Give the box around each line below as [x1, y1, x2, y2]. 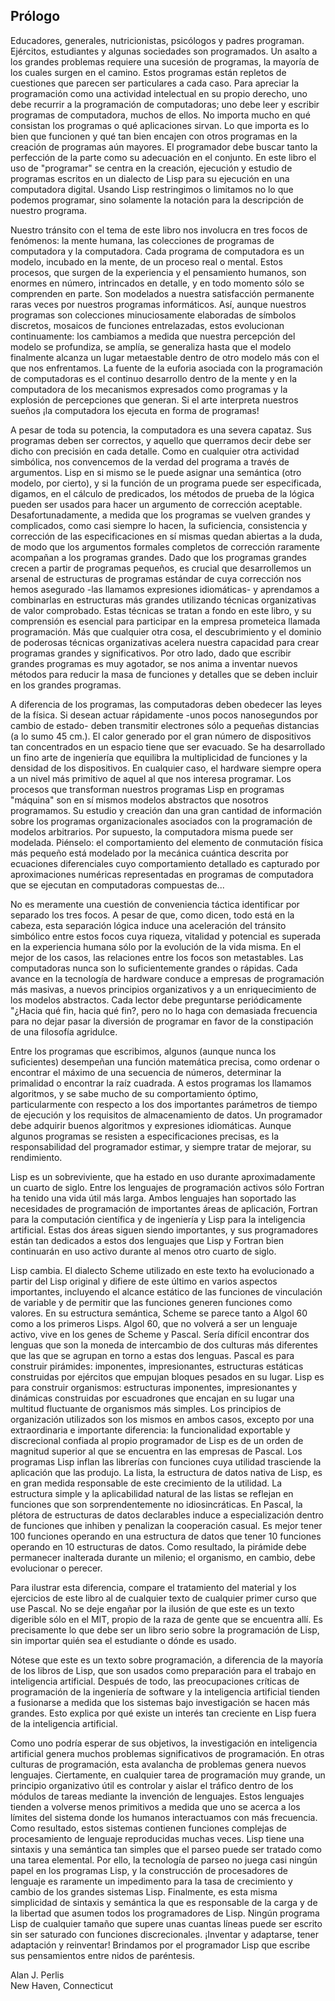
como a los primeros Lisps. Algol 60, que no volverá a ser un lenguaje [10, 1317, 298, 1329]
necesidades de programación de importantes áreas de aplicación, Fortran [10, 1202, 318, 1214]
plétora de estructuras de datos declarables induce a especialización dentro [10, 1509, 324, 1521]
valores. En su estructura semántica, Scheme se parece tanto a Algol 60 [10, 1307, 308, 1319]
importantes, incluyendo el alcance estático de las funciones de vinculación [10, 1285, 323, 1298]
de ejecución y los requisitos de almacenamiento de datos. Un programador [10, 1109, 323, 1121]
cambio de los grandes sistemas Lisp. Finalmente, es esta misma [10, 1885, 278, 1898]
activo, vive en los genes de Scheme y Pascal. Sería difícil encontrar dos [10, 1328, 310, 1340]
